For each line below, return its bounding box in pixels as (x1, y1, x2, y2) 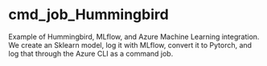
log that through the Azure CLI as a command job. (8, 49, 174, 58)
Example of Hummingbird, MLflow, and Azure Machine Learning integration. (8, 32, 260, 41)
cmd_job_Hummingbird (8, 6, 169, 24)
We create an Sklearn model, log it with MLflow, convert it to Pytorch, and (8, 40, 252, 49)
